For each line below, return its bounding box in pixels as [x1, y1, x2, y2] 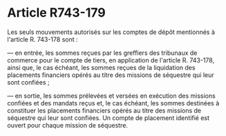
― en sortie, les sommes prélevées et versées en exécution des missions [7, 92, 216, 100]
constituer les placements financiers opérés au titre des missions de [7, 106, 202, 114]
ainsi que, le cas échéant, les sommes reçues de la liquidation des [7, 63, 196, 71]
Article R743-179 [7, 5, 106, 21]
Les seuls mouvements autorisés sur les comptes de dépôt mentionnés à [7, 28, 216, 36]
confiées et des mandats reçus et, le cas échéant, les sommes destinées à [7, 99, 220, 107]
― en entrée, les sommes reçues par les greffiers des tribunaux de [7, 49, 198, 57]
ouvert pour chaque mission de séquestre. [7, 121, 128, 129]
